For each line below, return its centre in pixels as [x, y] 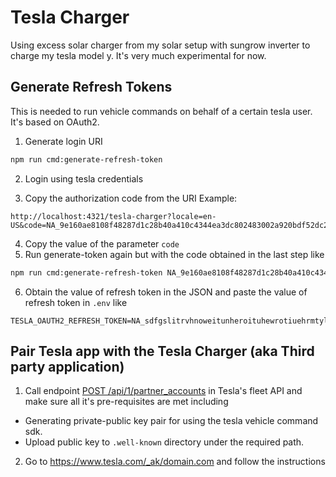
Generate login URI [63, 141]
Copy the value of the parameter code [102, 243]
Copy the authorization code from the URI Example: [131, 198]
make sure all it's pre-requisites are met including [126, 402]
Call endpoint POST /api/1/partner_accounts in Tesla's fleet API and [163, 391]
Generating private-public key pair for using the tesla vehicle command [171, 421]
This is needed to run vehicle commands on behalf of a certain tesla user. [161, 111]
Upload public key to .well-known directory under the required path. [164, 442]
